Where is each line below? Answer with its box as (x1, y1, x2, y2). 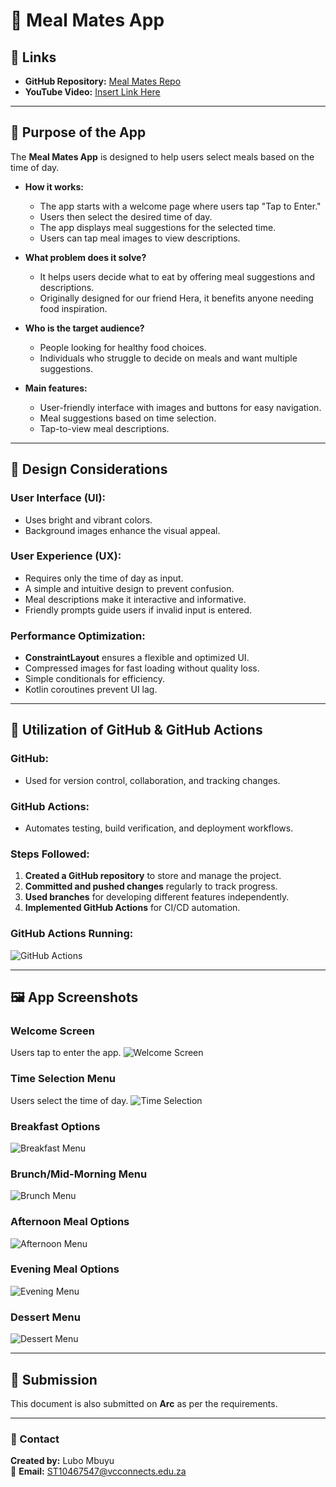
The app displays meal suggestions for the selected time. (39, 221, 277, 233)
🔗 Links (10, 49, 57, 66)
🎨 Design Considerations (10, 461, 168, 478)
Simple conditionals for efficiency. (24, 673, 165, 685)
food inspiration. (39, 302, 108, 314)
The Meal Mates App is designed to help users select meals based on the (10, 150, 315, 163)
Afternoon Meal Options (10, 1215, 130, 1229)
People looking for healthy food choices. (39, 341, 207, 353)
